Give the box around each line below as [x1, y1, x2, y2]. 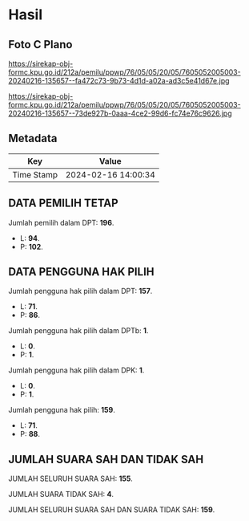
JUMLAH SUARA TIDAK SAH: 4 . [8, 490, 114, 499]
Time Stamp [12, 169, 58, 180]
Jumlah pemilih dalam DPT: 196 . [8, 218, 114, 227]
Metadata [8, 132, 58, 145]
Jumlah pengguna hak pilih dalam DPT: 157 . [8, 287, 153, 296]
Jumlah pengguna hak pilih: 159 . [8, 405, 116, 415]
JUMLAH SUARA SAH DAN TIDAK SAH [8, 452, 204, 466]
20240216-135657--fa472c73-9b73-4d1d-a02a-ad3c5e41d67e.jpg [8, 76, 230, 85]
